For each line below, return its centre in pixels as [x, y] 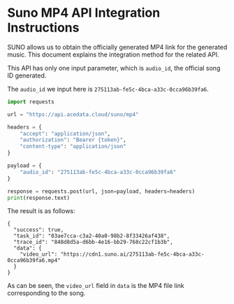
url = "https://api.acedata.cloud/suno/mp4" [73, 114]
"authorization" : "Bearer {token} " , [73, 140]
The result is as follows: [41, 211]
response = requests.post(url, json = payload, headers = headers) [101, 191]
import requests [31, 102]
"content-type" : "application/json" [73, 147]
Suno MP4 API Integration [84, 13]
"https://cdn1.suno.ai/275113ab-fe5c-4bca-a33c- [132, 254]
